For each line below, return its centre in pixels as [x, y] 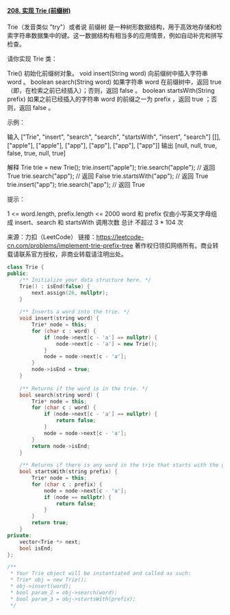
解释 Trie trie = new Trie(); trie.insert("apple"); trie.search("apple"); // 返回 [111, 168]
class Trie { [26, 267]
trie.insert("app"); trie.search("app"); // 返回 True [76, 185]
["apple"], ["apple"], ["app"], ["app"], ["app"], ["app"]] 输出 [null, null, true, [112, 146]
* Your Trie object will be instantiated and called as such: [101, 574]
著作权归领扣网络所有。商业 [174, 246]
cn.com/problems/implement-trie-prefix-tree [70, 246]
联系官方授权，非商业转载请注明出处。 [73, 254]
